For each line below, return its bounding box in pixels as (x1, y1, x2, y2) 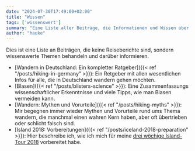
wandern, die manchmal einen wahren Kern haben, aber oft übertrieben (14, 114, 187, 121)
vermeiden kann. (14, 95, 55, 102)
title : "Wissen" (6, 14, 46, 20)
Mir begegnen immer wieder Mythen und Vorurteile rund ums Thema (14, 108, 180, 115)
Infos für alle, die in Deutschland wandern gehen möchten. (14, 77, 156, 84)
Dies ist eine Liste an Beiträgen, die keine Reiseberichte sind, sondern (6, 46, 174, 53)
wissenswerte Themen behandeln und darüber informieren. (6, 53, 149, 60)
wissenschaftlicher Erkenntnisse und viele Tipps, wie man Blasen (14, 89, 172, 96)
